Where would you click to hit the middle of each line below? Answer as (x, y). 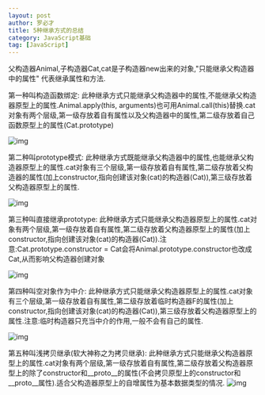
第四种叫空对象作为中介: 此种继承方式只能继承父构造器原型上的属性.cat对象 (131, 291)
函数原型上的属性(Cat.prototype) (61, 125)
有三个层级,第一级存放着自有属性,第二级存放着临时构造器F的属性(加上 (121, 301)
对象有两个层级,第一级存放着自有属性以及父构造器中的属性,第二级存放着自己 (132, 115)
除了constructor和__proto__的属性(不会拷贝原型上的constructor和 (135, 373)
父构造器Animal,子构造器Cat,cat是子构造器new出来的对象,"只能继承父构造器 (131, 69)
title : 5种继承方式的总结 (46, 30)
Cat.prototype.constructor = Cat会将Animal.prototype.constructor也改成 (134, 249)
